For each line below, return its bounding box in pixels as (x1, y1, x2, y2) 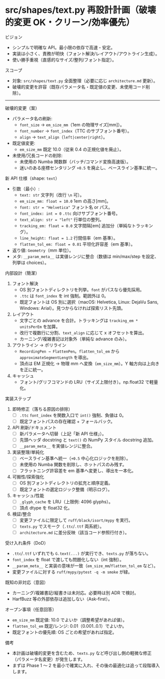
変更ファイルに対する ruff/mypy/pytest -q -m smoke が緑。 (12, 569, 133, 575)
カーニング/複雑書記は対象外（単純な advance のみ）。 (19, 336, 130, 342)
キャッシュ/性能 (12, 492, 44, 498)
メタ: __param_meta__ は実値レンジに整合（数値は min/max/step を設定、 (12, 253, 159, 259)
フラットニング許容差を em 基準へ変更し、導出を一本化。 (19, 468, 136, 474)
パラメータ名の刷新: (12, 115, 53, 121)
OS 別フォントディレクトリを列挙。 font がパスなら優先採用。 (19, 287, 144, 292)
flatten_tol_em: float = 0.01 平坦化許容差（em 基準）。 (19, 241, 136, 247)
